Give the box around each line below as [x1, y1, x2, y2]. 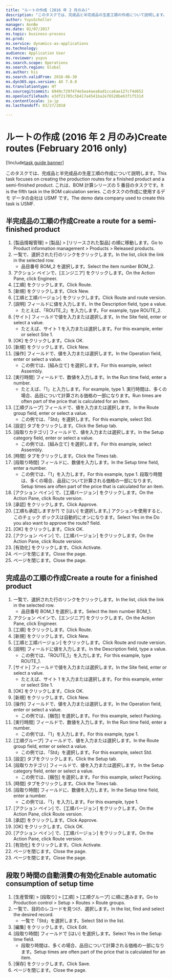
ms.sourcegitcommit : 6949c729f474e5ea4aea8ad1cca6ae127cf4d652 [6, 88, 144, 94]
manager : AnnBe [6, 22, 38, 27]
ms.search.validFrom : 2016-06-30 [6, 75, 77, 80]
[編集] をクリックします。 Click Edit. [13, 924, 89, 930]
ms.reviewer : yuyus [6, 55, 48, 61]
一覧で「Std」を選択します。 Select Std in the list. [20, 917, 125, 924]
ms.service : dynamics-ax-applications [6, 41, 89, 46]
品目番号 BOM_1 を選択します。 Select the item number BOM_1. [20, 608, 152, 614]
